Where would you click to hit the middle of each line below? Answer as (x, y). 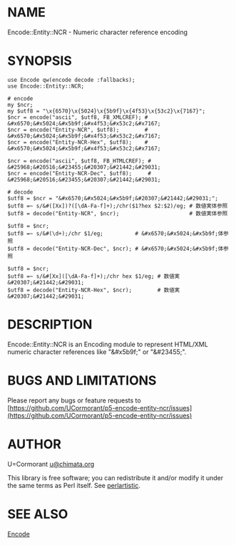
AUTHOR (35, 444)
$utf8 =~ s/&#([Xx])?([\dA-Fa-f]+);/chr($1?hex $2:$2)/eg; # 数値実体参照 (118, 206)
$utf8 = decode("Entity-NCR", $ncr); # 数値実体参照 (118, 213)
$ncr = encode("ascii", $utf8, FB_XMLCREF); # (78, 117)
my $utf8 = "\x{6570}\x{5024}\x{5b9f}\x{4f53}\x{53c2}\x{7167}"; (106, 111)
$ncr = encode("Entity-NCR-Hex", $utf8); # (78, 142)
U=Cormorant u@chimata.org (51, 464)
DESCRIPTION (50, 325)
